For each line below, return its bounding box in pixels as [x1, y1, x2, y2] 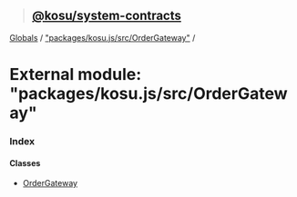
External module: [9, 64, 142, 84]
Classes [9, 157, 41, 168]
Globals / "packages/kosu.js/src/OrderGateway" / [9, 32, 196, 43]
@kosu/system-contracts [31, 8, 182, 24]
